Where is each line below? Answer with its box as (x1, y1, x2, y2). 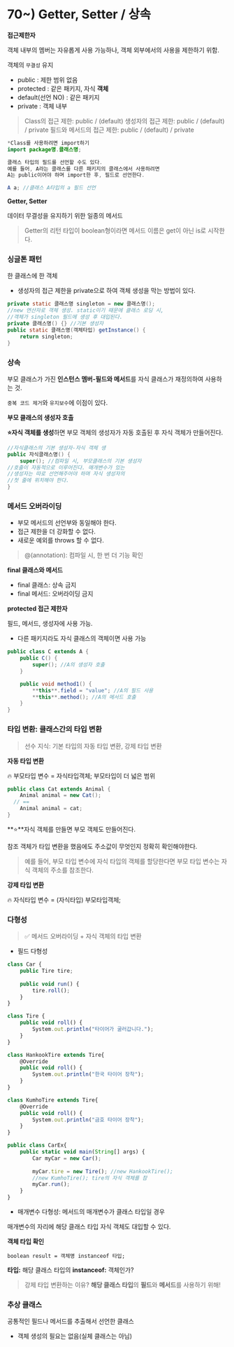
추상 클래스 (7, 1299, 43, 1309)
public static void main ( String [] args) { (20, 1149, 145, 1156)
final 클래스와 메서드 (7, 566, 63, 575)
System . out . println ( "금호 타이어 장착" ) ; (32, 1116, 145, 1123)
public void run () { (20, 980, 80, 987)
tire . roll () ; (32, 987, 71, 994)
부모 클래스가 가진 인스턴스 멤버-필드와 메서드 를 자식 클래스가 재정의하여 (7, 374, 204, 383)
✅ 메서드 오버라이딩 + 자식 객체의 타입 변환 (24, 932, 142, 941)
